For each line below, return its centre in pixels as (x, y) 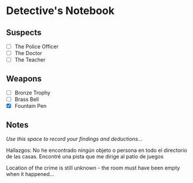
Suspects (24, 33)
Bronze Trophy (33, 93)
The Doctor (28, 53)
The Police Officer (36, 46)
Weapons (24, 78)
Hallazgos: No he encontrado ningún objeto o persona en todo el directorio (97, 150)
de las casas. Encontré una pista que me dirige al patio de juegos (85, 156)
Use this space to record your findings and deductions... (74, 139)
